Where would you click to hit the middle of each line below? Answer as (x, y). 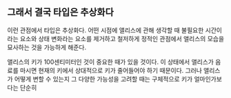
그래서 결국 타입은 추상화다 (60, 12)
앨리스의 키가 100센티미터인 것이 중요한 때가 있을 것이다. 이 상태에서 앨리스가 (110, 62)
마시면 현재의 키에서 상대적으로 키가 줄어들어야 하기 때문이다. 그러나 (111, 70)
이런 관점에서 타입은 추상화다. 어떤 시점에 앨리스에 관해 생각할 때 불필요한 (106, 30)
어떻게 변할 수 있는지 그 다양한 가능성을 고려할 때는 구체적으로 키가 (103, 79)
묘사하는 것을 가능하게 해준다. (47, 47)
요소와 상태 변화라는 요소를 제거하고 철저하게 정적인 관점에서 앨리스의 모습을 (122, 38)
